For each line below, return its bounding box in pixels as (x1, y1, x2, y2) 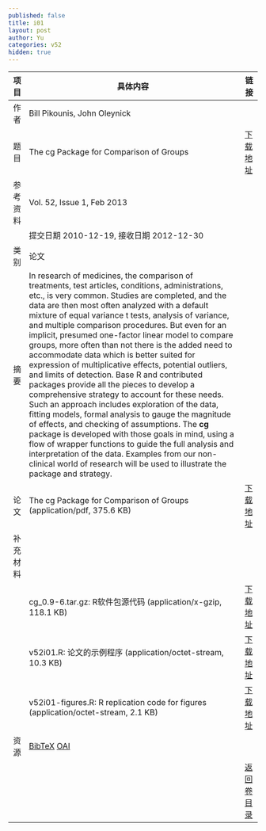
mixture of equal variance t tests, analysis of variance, (28, 310, 230, 321)
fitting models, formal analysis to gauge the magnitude (28, 409, 231, 420)
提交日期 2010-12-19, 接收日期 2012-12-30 (28, 231, 204, 241)
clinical (28, 459, 55, 469)
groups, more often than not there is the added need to (28, 340, 233, 350)
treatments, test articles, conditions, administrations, (28, 280, 224, 291)
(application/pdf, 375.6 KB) (28, 505, 132, 516)
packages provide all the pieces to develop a (28, 379, 196, 390)
